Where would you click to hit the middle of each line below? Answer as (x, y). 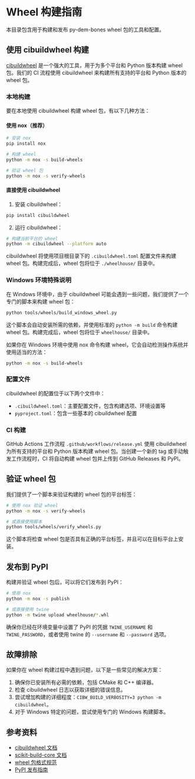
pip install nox (26, 144)
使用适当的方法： (27, 352)
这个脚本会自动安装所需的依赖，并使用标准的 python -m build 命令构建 (92, 324)
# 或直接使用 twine (28, 609)
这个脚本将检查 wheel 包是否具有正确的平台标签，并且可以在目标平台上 (92, 539)
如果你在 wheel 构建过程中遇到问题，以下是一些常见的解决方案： (85, 670)
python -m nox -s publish (38, 599)
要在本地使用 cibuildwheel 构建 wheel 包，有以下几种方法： (78, 111)
